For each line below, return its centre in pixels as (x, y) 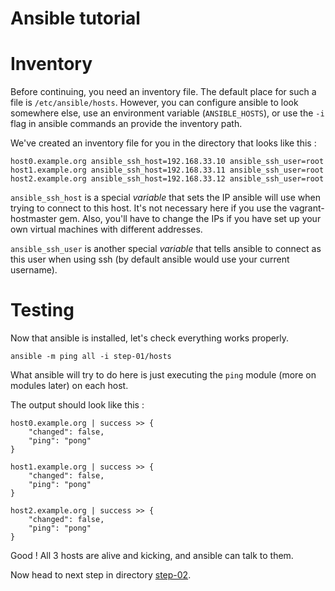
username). (34, 270)
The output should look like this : (77, 405)
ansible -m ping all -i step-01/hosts (91, 357)
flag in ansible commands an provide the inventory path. (126, 124)
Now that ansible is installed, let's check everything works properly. (150, 338)
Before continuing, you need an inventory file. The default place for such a (163, 92)
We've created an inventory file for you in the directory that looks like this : (163, 143)
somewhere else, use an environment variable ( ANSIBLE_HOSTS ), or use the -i (167, 113)
